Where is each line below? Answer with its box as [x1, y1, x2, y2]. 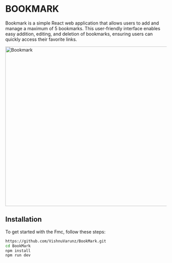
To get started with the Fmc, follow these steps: [5, 228, 106, 235]
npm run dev [5, 253, 31, 258]
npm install [5, 248, 31, 253]
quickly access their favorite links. [5, 36, 77, 42]
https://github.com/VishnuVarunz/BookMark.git [5, 238, 106, 244]
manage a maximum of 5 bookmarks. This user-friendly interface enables [5, 25, 160, 31]
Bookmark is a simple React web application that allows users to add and [5, 20, 159, 26]
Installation [5, 215, 42, 224]
